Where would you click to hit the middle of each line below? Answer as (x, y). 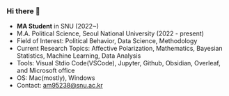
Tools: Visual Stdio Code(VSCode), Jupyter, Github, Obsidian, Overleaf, (118, 63)
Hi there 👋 (24, 11)
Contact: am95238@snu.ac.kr (60, 86)
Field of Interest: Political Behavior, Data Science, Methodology (107, 41)
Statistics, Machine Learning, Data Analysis (79, 56)
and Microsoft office (46, 71)
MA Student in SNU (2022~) (57, 26)
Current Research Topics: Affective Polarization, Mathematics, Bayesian (120, 49)
